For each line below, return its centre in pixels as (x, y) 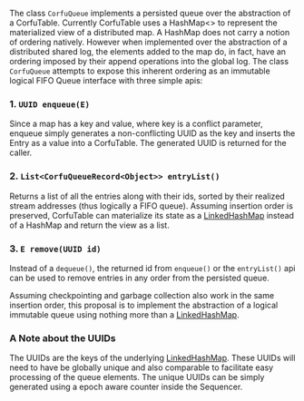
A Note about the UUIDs (63, 337)
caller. (21, 152)
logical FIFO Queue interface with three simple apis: (106, 80)
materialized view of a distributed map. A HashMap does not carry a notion (150, 32)
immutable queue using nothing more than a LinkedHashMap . (124, 314)
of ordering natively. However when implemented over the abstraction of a (148, 42)
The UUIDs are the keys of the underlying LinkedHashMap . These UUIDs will (152, 358)
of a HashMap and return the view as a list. (89, 225)
